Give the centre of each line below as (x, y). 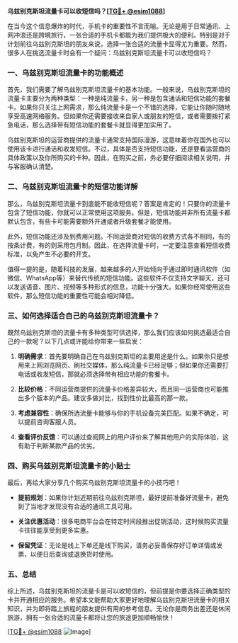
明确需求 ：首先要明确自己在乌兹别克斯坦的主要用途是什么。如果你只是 (120, 356)
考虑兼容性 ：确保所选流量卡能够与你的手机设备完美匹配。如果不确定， (120, 413)
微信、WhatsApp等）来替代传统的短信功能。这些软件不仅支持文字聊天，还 (116, 278)
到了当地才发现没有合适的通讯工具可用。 (76, 506)
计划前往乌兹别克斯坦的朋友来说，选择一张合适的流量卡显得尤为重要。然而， (119, 44)
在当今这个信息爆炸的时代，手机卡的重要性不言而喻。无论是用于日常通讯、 (116, 26)
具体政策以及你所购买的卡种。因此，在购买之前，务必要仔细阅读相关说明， (116, 158)
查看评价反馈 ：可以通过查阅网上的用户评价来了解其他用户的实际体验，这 (123, 437)
